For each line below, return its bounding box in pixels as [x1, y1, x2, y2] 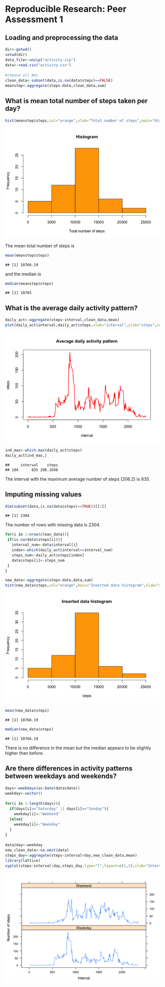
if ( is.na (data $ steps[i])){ [7, 537, 63, 542]
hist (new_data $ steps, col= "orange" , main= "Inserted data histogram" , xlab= [5, 583, 157, 588]
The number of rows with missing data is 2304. [5, 522, 101, 528]
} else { [9, 817, 23, 822]
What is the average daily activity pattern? [5, 303, 138, 312]
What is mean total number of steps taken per [5, 97, 148, 105]
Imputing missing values [5, 490, 82, 499]
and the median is [5, 271, 41, 277]
